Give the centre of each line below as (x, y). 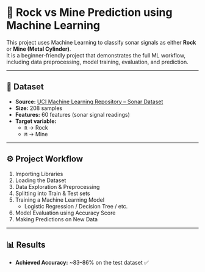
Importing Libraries (39, 174)
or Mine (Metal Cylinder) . (39, 49)
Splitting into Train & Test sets (52, 193)
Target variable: (36, 121)
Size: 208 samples (39, 108)
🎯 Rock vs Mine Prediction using (89, 13)
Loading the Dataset (41, 180)
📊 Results (26, 245)
